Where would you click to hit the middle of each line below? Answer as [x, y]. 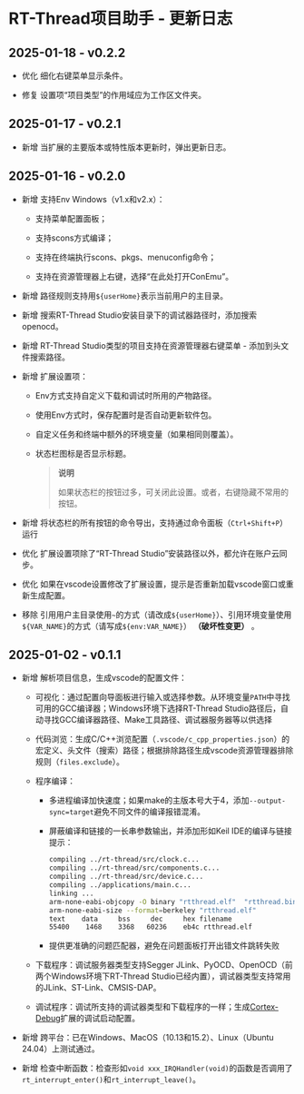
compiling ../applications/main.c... [120, 885]
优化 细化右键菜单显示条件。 [74, 75]
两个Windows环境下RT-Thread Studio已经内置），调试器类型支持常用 [163, 976]
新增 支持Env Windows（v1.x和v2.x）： [93, 199]
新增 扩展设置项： [54, 376]
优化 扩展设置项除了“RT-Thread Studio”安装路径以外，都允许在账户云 [151, 553]
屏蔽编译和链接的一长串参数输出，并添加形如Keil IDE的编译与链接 [170, 831]
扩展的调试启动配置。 [100, 1019]
